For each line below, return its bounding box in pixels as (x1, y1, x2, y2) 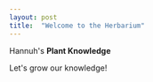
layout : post (9, 12, 58, 22)
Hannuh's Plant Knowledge (9, 45, 111, 56)
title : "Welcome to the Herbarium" (9, 21, 145, 30)
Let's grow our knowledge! (9, 63, 108, 73)
